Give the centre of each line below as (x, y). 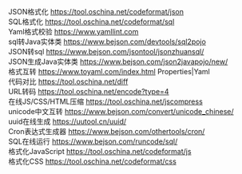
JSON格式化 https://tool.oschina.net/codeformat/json (96, 12)
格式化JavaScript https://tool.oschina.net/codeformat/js (100, 151)
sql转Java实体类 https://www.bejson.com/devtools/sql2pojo (107, 42)
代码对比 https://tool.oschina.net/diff (68, 81)
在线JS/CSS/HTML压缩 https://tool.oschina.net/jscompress (106, 101)
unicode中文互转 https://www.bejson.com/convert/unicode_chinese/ (121, 111)
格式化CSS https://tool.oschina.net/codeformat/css (93, 161)
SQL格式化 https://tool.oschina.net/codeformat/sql (91, 22)
